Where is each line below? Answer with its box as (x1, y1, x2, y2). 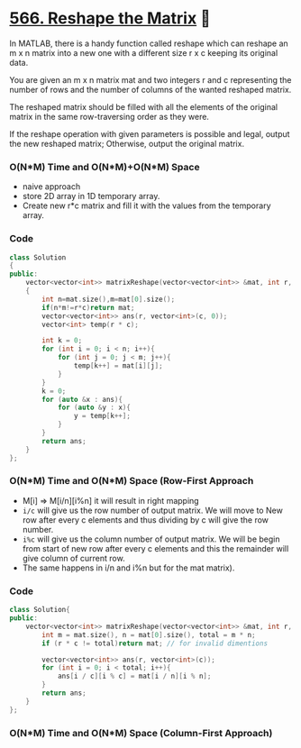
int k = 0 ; (41, 336, 83, 345)
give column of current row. (22, 552, 125, 563)
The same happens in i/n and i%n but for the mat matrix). (22, 562, 235, 573)
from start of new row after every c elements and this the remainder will (22, 543, 289, 553)
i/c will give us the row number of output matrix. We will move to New (22, 505, 284, 515)
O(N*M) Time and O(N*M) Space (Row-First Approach (9, 475, 254, 488)
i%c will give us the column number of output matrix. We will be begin (22, 534, 280, 544)
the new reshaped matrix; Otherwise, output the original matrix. (9, 138, 245, 149)
